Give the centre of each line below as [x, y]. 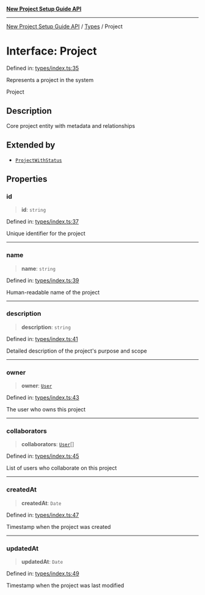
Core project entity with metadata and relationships [71, 125]
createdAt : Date [41, 503]
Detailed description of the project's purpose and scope [77, 351]
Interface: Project [52, 51]
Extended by [31, 145]
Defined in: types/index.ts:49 [43, 574]
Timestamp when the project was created [59, 526]
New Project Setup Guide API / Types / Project [65, 26]
